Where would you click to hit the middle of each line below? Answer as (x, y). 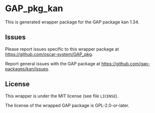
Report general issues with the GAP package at (53, 63)
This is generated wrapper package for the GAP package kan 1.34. (72, 22)
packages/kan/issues (27, 69)
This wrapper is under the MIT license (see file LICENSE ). (62, 96)
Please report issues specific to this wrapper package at (62, 49)
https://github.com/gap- (126, 63)
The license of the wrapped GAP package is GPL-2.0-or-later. (67, 105)
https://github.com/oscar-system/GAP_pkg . (49, 54)
